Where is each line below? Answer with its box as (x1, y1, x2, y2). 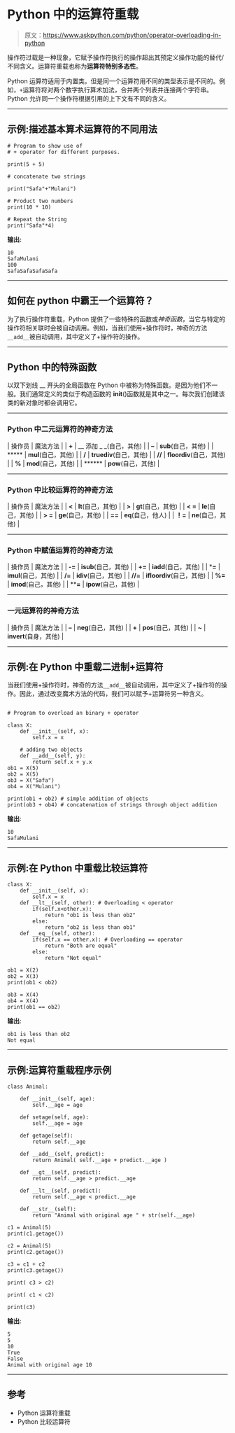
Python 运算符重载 (17, 1408, 71, 1417)
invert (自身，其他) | (7, 631, 64, 641)
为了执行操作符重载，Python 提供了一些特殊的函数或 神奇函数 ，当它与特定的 (7, 314, 226, 323)
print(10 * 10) (7, 204, 52, 211)
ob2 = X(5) (7, 771, 39, 778)
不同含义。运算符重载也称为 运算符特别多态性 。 (7, 62, 142, 70)
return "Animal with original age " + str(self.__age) (32, 1212, 196, 1219)
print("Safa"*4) (7, 222, 55, 229)
